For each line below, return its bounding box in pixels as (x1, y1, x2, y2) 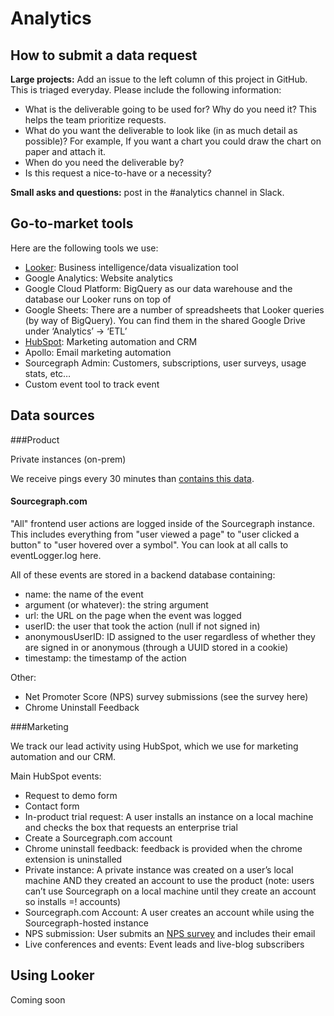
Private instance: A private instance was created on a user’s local (24, 863, 294, 876)
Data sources (10, 407, 95, 424)
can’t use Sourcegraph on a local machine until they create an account (24, 885, 317, 897)
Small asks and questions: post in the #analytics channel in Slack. (10, 187, 285, 198)
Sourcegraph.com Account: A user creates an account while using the (24, 906, 315, 918)
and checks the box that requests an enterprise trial (24, 821, 238, 833)
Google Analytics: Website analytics (24, 272, 173, 284)
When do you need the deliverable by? (24, 157, 185, 168)
